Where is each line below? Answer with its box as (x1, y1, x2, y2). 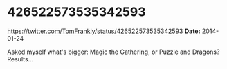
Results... (7, 55, 34, 63)
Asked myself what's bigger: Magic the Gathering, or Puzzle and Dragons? (7, 48, 220, 56)
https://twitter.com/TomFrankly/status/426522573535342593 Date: (7, 27, 201, 35)
